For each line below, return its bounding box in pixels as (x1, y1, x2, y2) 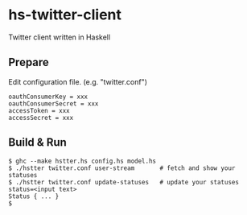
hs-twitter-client (8, 6, 122, 24)
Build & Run (8, 135, 67, 150)
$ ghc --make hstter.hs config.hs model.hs (8, 157, 157, 165)
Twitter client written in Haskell (8, 32, 111, 42)
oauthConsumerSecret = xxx (8, 99, 99, 108)
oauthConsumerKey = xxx (8, 93, 89, 101)
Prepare (8, 56, 50, 69)
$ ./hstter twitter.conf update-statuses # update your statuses (8, 178, 240, 186)
